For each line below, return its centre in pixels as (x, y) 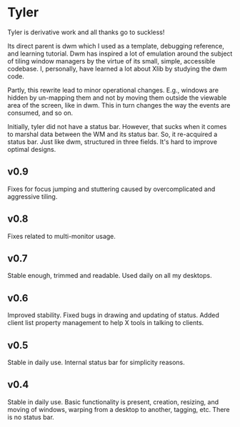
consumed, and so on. (40, 113)
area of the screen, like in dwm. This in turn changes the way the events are (119, 105)
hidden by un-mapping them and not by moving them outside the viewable (117, 98)
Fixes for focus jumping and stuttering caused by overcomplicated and (111, 189)
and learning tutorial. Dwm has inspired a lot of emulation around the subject (120, 53)
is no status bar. (31, 417)
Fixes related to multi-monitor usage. (62, 236)
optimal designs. (32, 149)
